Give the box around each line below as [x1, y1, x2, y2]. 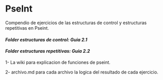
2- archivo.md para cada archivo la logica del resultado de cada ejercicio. [5, 69, 158, 75]
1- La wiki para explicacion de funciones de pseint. [5, 59, 111, 65]
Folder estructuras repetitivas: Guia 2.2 [5, 48, 90, 54]
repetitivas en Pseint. [5, 25, 49, 31]
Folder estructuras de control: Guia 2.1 [5, 36, 87, 43]
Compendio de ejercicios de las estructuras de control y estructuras [5, 20, 147, 26]
